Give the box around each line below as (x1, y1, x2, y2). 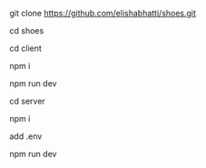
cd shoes (9, 25, 44, 35)
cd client (9, 43, 43, 54)
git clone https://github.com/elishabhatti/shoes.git (9, 8, 197, 18)
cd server (9, 95, 45, 106)
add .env (9, 131, 43, 142)
